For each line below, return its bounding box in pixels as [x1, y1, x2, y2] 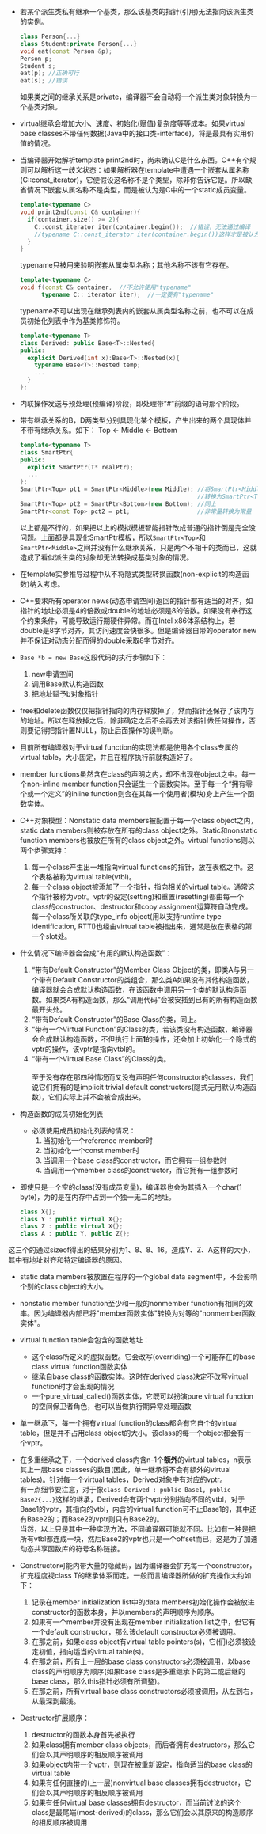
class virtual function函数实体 [31, 1362, 128, 1372]
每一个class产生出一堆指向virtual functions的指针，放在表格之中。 [31, 862, 248, 871]
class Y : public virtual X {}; [19, 1215, 123, 1223]
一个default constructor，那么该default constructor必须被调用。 [31, 1627, 241, 1637]
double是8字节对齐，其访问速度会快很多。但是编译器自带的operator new [19, 625, 257, 635]
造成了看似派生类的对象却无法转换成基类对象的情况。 [19, 552, 194, 562]
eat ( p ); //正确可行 [19, 70, 80, 78]
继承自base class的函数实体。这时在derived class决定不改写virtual [31, 1372, 249, 1381]
